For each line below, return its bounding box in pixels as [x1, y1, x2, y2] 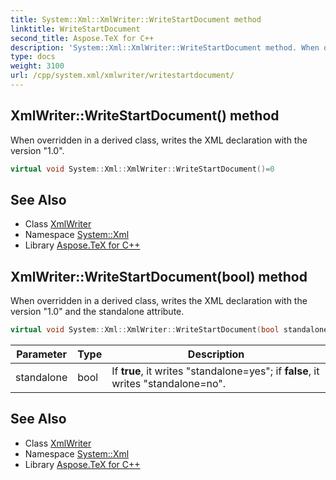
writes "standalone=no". [111, 377, 227, 391]
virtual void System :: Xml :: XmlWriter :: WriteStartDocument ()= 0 [10, 164, 275, 174]
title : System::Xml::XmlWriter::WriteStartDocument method [10, 14, 262, 25]
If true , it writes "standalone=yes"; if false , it [111, 364, 320, 378]
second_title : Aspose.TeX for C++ [10, 33, 155, 43]
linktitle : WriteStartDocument [10, 24, 141, 34]
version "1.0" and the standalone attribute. [10, 306, 185, 318]
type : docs [10, 52, 56, 62]
